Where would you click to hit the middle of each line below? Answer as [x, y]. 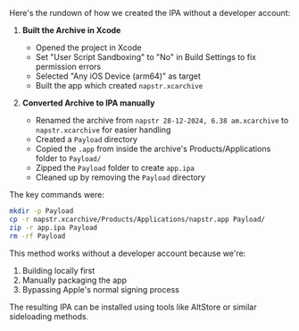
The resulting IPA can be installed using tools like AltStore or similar [133, 307]
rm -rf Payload [37, 236]
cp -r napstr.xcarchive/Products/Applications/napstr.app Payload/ [137, 219]
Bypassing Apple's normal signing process [101, 289]
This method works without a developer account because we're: [128, 253]
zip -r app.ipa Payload [54, 227]
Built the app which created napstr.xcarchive [119, 85]
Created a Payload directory [87, 139]
